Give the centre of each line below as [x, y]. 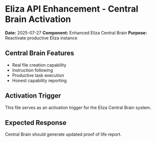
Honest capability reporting [39, 80]
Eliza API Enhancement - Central [72, 9]
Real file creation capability [39, 65]
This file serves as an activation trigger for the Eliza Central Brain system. [78, 107]
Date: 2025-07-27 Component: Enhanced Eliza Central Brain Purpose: [76, 33]
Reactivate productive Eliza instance [41, 38]
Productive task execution [38, 75]
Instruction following [32, 70]
